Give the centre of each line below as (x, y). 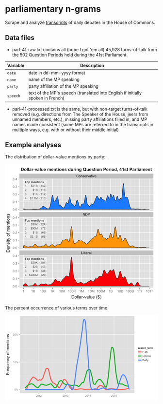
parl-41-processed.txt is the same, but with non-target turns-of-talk (80, 109)
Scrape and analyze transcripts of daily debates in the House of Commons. (80, 22)
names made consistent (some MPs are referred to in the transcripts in (83, 124)
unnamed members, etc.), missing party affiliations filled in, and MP (80, 119)
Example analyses (33, 145)
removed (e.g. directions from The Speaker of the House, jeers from (80, 114)
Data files (20, 38)
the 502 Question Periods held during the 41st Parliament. (70, 55)
